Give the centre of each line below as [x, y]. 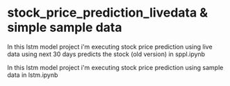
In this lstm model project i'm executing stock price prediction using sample [115, 67]
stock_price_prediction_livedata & [108, 13]
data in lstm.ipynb [33, 75]
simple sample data [65, 27]
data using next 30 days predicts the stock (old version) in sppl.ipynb [106, 54]
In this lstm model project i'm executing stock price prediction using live [110, 46]
